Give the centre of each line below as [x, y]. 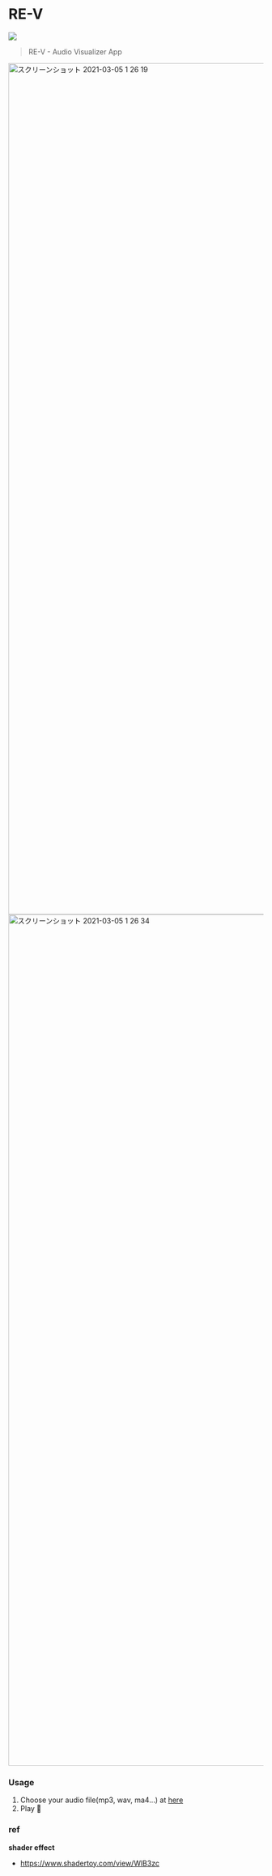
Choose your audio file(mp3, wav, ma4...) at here [102, 1800]
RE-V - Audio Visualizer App [75, 51]
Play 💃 [31, 1809]
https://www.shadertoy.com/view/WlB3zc [90, 1863]
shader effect [32, 1847]
